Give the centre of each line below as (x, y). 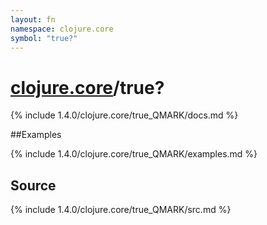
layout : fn (33, 19)
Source (33, 185)
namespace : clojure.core (62, 29)
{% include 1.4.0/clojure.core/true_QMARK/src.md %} (121, 210)
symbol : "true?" (44, 38)
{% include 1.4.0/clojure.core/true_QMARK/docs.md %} (124, 115)
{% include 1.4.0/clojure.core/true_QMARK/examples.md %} (134, 154)
